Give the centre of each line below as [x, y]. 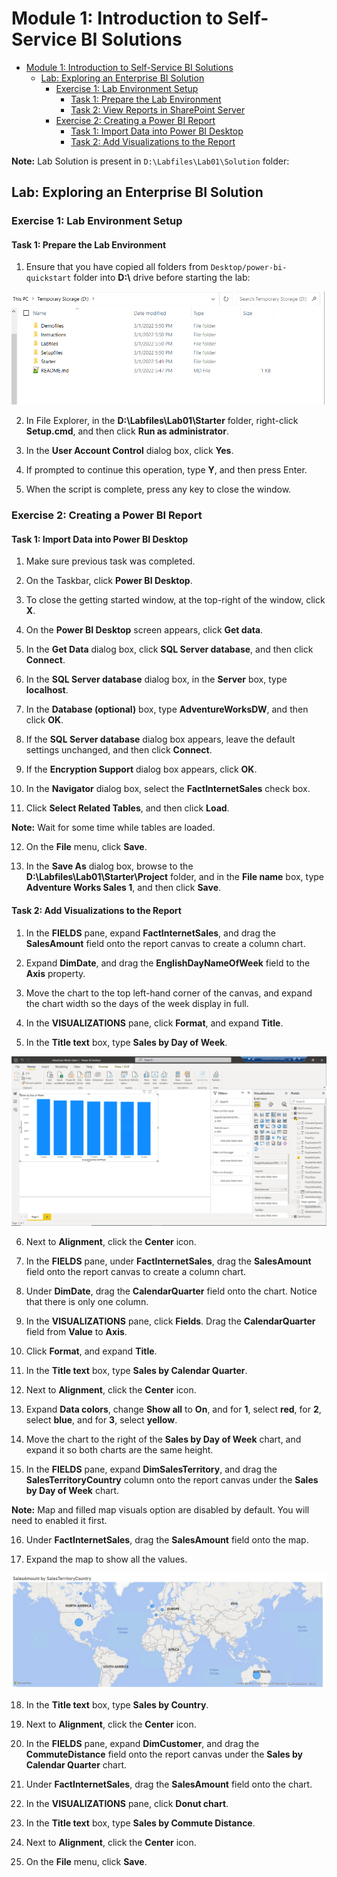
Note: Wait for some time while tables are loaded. [113, 828]
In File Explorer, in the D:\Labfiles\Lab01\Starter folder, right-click [162, 421]
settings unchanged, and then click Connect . [119, 750]
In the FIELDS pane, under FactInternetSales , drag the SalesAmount [168, 1261]
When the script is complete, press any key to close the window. [158, 489]
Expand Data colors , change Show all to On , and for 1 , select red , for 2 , [173, 1409]
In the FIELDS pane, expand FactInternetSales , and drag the [150, 933]
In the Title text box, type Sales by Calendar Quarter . [136, 1370]
